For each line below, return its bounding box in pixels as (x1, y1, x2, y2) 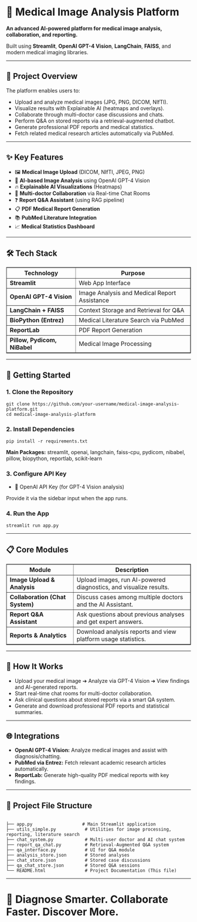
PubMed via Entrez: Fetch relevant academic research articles (14, 759, 166, 766)
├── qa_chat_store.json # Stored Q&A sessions (6, 862, 141, 868)
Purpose (121, 269, 145, 277)
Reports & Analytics (9, 631, 67, 639)
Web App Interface (79, 279, 131, 287)
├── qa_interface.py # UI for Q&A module (6, 847, 135, 853)
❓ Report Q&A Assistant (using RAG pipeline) (14, 196, 125, 203)
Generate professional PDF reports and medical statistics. (14, 123, 154, 130)
